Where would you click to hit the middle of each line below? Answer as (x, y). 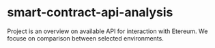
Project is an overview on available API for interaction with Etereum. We (107, 31)
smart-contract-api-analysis (90, 13)
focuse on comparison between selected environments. (85, 38)
